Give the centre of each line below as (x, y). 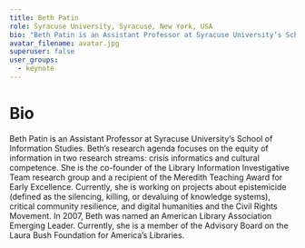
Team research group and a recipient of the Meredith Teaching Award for (146, 177)
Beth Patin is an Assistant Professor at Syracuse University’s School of (141, 138)
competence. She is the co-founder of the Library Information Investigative (150, 167)
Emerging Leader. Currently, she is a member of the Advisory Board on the (149, 225)
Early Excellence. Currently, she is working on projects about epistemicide (148, 186)
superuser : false (42, 52)
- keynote (36, 69)
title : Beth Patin (44, 18)
